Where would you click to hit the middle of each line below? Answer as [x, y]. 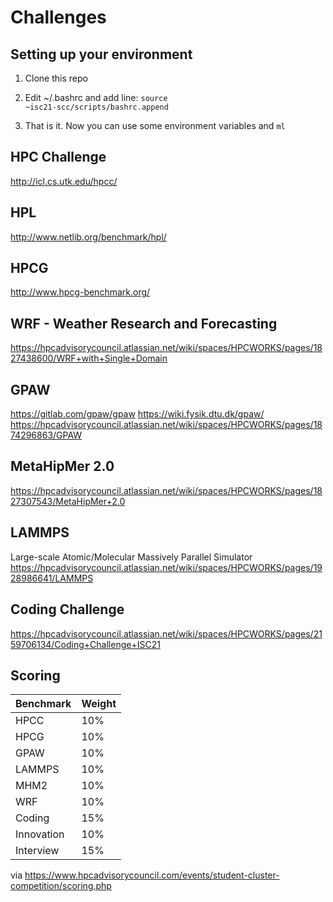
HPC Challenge [58, 157]
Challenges [58, 17]
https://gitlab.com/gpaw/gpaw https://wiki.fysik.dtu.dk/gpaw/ [137, 414]
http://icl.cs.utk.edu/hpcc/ [64, 181]
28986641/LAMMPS [52, 578]
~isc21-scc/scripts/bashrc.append [96, 107]
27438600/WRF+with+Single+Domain [89, 358]
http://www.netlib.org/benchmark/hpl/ [88, 237]
